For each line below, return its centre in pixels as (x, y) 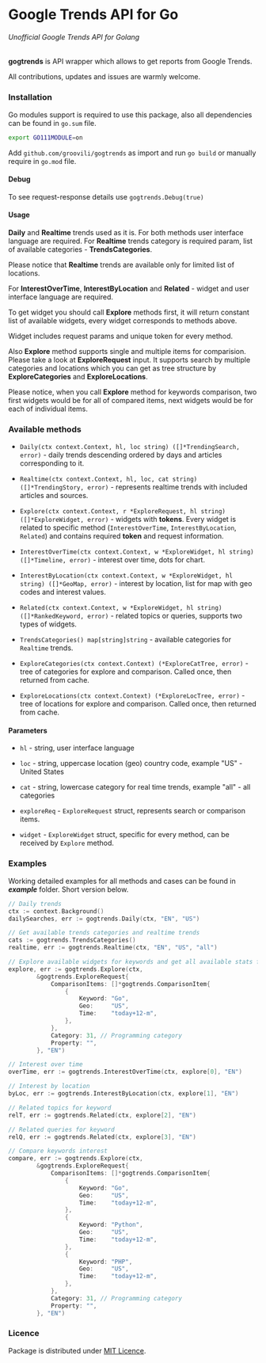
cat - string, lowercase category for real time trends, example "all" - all (135, 787)
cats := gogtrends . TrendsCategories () (72, 940)
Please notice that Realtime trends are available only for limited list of (122, 265)
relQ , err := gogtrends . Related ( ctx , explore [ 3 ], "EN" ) (102, 1137)
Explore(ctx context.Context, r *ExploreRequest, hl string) (123, 512)
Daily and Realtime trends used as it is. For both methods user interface (126, 232)
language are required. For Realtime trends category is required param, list (131, 241)
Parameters (28, 730)
